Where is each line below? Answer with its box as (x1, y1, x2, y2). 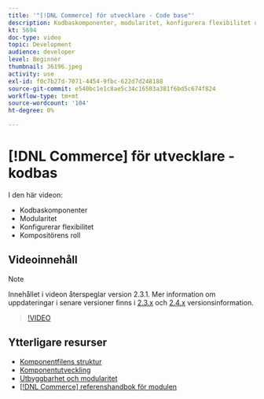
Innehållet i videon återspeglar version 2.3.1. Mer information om (8, 289, 216, 299)
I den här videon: (8, 190, 63, 199)
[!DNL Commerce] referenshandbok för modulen (19, 382, 178, 391)
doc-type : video (8, 33, 61, 42)
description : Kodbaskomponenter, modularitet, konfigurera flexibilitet (8, 19, 251, 27)
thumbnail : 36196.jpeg (8, 63, 82, 71)
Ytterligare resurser (8, 336, 108, 349)
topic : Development (8, 41, 72, 49)
